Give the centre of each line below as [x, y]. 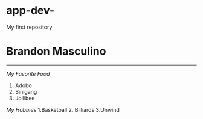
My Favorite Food [28, 73]
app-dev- [31, 11]
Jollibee [25, 98]
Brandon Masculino [56, 51]
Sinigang [26, 91]
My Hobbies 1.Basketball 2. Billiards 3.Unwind [63, 109]
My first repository [29, 27]
